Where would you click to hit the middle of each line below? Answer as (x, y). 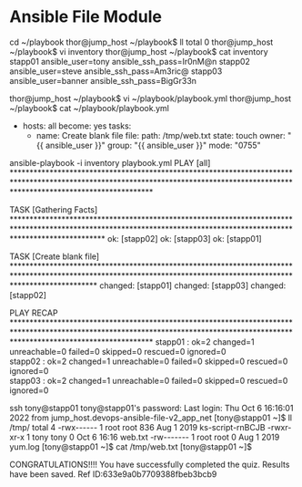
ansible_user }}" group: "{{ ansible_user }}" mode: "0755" (153, 145)
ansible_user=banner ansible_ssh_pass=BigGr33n (103, 80)
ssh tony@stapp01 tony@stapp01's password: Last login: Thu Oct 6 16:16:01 (151, 408)
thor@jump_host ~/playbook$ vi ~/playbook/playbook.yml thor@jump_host (151, 98)
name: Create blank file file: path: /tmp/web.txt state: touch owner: (161, 135)
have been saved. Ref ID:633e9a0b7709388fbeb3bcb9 (113, 474)
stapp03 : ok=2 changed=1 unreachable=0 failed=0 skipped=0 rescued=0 (149, 380)
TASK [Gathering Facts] (54, 209)
